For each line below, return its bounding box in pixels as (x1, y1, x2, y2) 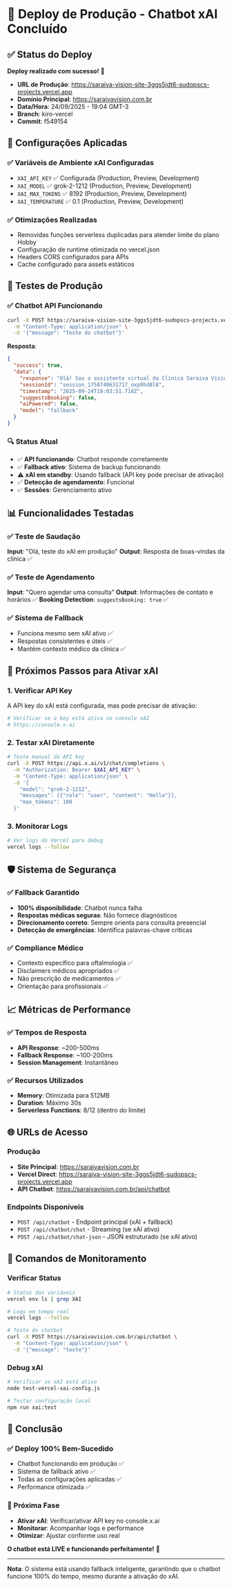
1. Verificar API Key (7, 685, 72, 695)
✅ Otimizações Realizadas (7, 215, 98, 225)
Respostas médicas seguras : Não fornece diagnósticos (17, 911, 177, 919)
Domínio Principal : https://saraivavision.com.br (17, 95, 153, 103)
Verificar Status (7, 1273, 61, 1283)
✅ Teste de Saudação (7, 532, 81, 541)
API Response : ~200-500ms (17, 1043, 100, 1052)
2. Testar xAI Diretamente (7, 737, 95, 747)
